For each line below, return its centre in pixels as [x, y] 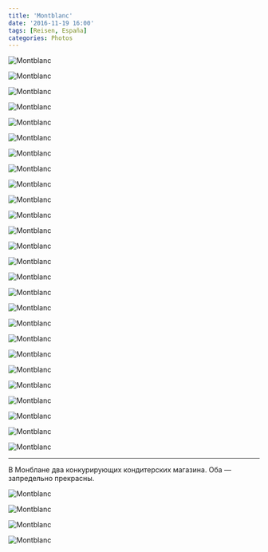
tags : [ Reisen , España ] [48, 30]
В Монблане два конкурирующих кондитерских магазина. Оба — [120, 470]
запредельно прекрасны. [51, 479]
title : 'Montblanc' [41, 16]
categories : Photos [41, 38]
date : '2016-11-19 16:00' [51, 23]
